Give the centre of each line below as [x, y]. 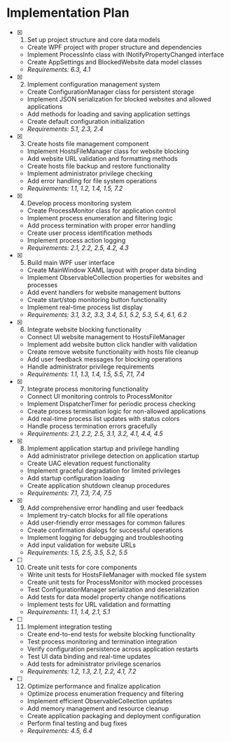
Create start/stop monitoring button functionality [97, 299]
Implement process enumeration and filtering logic [100, 217]
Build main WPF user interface [71, 262]
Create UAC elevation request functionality [89, 463]
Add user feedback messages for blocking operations [105, 359]
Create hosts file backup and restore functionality [99, 166]
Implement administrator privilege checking [90, 173]
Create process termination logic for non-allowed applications [116, 411]
